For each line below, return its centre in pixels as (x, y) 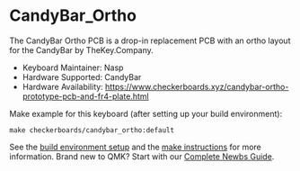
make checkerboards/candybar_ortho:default (92, 130)
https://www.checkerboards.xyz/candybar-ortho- (197, 86)
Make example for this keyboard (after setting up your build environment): (146, 113)
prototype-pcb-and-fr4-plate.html (86, 96)
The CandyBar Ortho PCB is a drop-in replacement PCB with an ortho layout (150, 40)
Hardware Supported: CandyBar (82, 76)
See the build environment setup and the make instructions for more (136, 147)
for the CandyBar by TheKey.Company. (82, 49)
